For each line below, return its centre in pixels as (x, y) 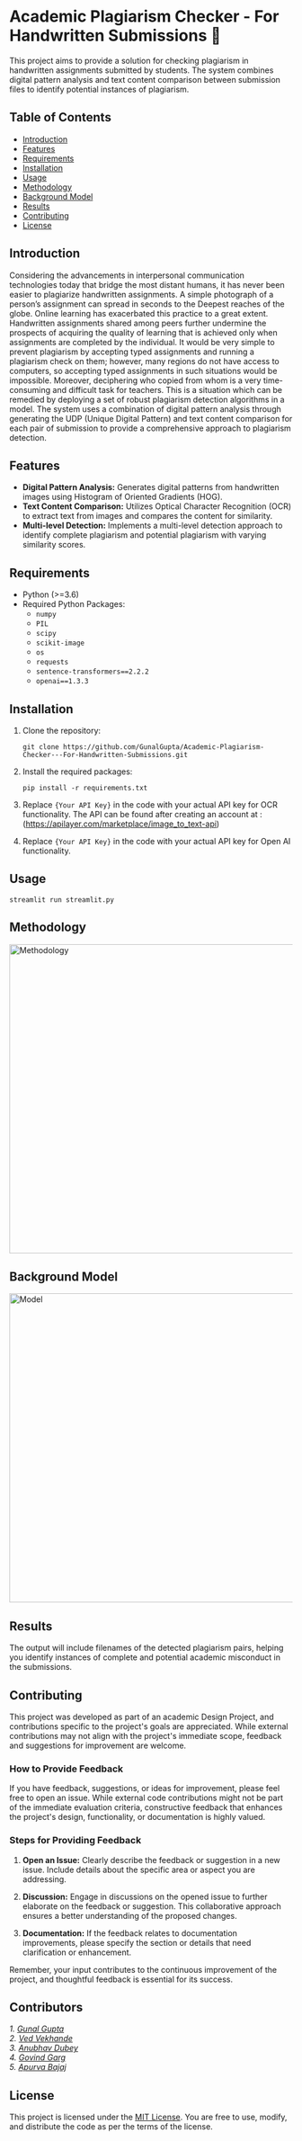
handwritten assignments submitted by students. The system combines (142, 70)
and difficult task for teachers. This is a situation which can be (168, 389)
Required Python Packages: (74, 604)
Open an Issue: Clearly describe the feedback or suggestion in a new (151, 1860)
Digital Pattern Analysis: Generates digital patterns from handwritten (151, 487)
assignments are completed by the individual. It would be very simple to (142, 342)
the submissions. (41, 1667)
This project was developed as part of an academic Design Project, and (142, 1717)
